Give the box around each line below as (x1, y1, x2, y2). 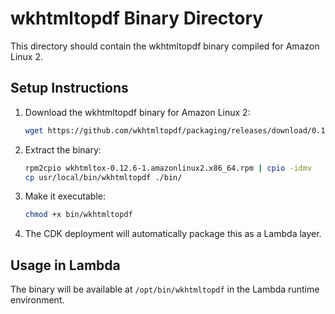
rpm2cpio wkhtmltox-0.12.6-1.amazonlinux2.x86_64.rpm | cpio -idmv (24, 163, 313, 173)
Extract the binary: (24, 143, 102, 156)
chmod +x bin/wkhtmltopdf (24, 210, 133, 220)
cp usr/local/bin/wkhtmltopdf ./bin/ (24, 172, 183, 182)
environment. (10, 294, 65, 306)
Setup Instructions (10, 80, 129, 97)
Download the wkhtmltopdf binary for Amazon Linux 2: (24, 106, 251, 118)
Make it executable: (24, 190, 106, 202)
